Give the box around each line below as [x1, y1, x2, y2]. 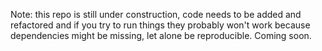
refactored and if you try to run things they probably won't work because [10, 19, 311, 31]
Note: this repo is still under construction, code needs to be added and [10, 9, 302, 20]
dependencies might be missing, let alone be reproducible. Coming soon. [10, 30, 312, 41]
